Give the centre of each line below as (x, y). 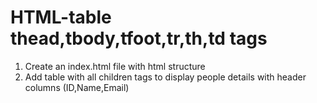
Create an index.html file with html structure (115, 66)
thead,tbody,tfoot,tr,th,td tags (139, 38)
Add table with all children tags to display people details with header (165, 77)
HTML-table (61, 17)
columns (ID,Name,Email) (77, 87)
